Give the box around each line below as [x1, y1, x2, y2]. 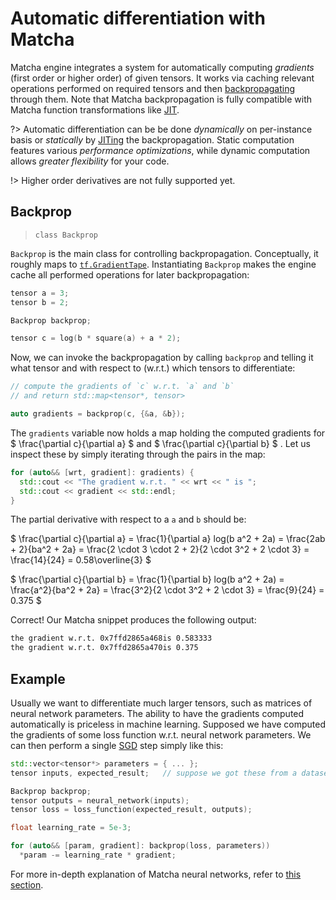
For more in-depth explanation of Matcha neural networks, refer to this [10, 868, 302, 880]
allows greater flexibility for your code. [10, 155, 170, 167]
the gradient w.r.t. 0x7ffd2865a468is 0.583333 [10, 633, 213, 644]
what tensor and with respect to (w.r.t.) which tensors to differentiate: [10, 362, 296, 374]
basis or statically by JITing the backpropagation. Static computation [10, 133, 295, 146]
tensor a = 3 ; [10, 288, 70, 298]
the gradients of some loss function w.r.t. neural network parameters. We [10, 728, 312, 741]
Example [10, 670, 66, 687]
